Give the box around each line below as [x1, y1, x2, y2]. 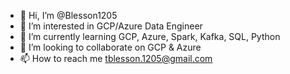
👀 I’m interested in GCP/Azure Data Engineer [19, 20, 203, 32]
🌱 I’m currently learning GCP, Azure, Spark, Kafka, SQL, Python [19, 31, 281, 42]
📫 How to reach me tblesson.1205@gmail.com [19, 53, 213, 64]
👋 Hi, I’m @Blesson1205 [19, 10, 118, 21]
